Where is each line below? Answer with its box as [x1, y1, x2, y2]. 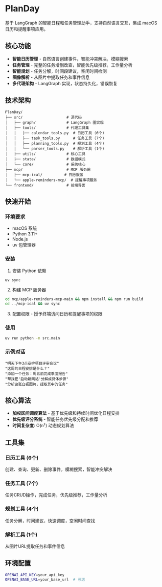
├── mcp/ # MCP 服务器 [5, 167, 91, 172]
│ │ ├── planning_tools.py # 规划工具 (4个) [5, 141, 105, 146]
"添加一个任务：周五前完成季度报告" [5, 371, 68, 376]
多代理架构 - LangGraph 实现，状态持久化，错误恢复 [12, 80, 118, 86]
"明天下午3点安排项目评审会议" [5, 361, 60, 366]
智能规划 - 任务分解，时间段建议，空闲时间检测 [12, 68, 107, 74]
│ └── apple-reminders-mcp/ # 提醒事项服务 [5, 178, 97, 183]
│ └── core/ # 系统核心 [5, 162, 86, 167]
